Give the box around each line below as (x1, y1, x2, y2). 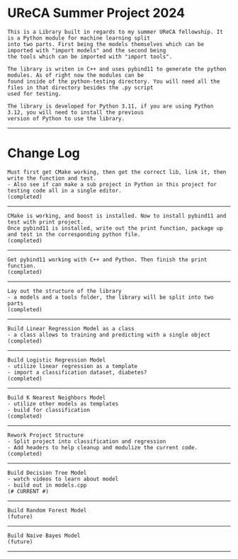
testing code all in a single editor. (7, 187, 122, 194)
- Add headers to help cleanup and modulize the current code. (7, 444, 198, 451)
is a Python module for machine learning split (7, 34, 151, 42)
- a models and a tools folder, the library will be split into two (7, 294, 214, 301)
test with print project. (7, 218, 84, 226)
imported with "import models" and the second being (7, 47, 166, 54)
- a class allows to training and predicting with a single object (7, 331, 211, 338)
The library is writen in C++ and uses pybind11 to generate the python (7, 65, 227, 72)
